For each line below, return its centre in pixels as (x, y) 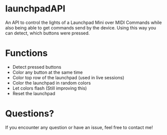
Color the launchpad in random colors (52, 83)
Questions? (30, 114)
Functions (26, 53)
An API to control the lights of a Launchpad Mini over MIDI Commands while (83, 22)
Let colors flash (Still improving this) (50, 88)
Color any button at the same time (47, 72)
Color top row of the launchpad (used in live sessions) (68, 77)
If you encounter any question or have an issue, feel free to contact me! (79, 127)
